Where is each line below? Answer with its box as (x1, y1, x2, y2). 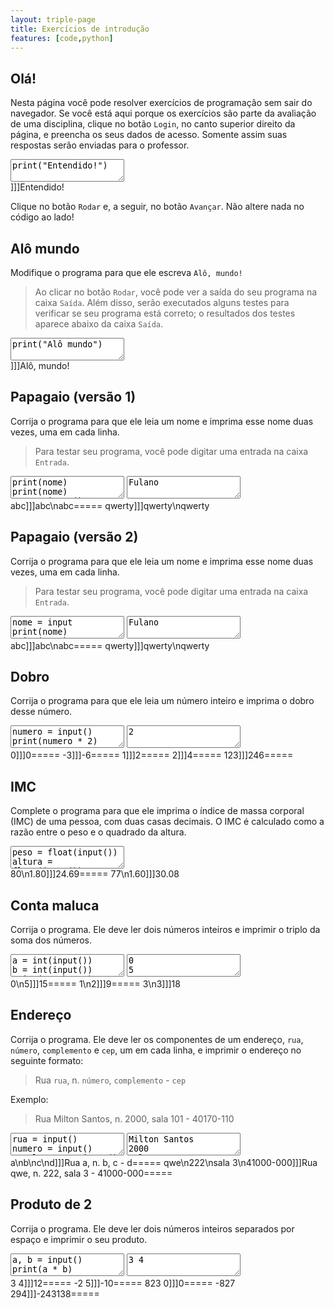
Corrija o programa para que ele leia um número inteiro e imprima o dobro (10, 695, 315, 707)
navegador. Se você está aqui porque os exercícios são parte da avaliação (10, 107, 317, 120)
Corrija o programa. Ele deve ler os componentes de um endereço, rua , (10, 1033, 304, 1045)
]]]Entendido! (10, 181, 65, 193)
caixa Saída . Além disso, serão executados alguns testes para (34, 297, 290, 308)
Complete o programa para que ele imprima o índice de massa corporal (10, 805, 305, 817)
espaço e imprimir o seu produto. (10, 1233, 148, 1245)
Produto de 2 (10, 1196, 93, 1213)
